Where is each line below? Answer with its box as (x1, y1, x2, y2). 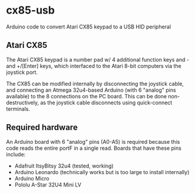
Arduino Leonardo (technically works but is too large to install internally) (14, 168, 190, 175)
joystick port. (6, 69, 38, 76)
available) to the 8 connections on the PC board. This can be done (6, 92, 167, 99)
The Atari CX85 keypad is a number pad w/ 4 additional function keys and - (6, 56, 190, 63)
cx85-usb (6, 4, 55, 17)
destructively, (6, 99, 39, 106)
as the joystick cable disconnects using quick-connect (40, 99, 173, 106)
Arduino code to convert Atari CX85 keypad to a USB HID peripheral (6, 23, 171, 30)
